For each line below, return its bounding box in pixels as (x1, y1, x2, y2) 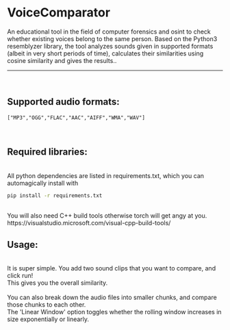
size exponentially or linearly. (7, 315, 90, 323)
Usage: (7, 238, 39, 251)
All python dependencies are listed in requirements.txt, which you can (7, 171, 204, 179)
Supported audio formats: (7, 96, 120, 107)
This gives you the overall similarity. (7, 279, 108, 287)
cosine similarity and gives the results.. (7, 56, 117, 64)
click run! (7, 272, 34, 280)
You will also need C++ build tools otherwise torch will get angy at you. (7, 212, 207, 220)
